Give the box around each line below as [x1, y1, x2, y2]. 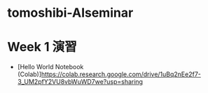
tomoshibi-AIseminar [7, 5, 134, 21]
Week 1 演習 [7, 39, 77, 55]
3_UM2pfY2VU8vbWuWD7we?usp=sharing [17, 78, 144, 86]
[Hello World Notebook [17, 63, 84, 71]
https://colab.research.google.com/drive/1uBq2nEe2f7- [41, 70, 202, 78]
